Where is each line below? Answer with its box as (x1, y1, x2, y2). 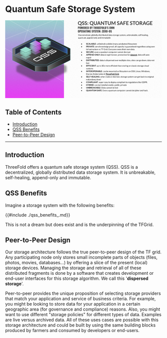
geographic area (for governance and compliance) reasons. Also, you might (5, 306, 161, 312)
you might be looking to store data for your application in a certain (5, 301, 141, 307)
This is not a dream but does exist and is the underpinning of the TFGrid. (5, 222, 154, 227)
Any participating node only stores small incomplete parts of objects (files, (5, 254, 158, 260)
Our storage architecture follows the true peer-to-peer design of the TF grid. (5, 249, 162, 255)
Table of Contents (5, 108, 62, 116)
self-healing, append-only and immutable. (5, 174, 91, 180)
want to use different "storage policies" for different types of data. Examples (5, 312, 162, 318)
